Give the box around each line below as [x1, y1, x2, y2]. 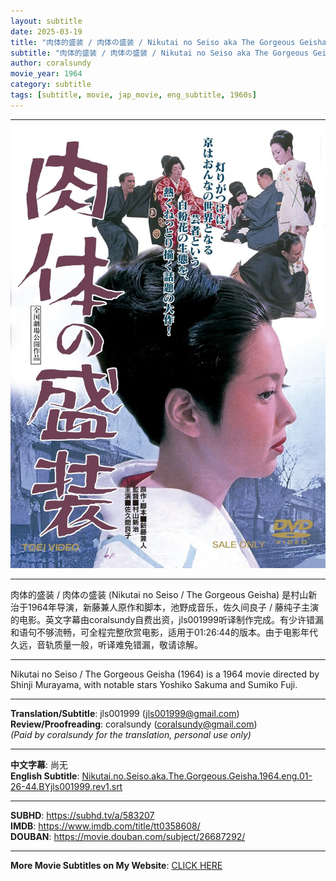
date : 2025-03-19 [10, 26, 83, 37]
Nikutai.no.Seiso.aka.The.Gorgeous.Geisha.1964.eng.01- [81, 770, 313, 782]
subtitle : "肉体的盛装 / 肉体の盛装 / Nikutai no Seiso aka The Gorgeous [10, 48, 309, 58]
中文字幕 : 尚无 [10, 758, 68, 770]
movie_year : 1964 [10, 69, 83, 79]
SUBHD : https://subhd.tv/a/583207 [10, 809, 155, 821]
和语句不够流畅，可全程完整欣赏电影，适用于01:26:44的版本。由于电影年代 [10, 626, 318, 638]
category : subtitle [10, 80, 92, 90]
